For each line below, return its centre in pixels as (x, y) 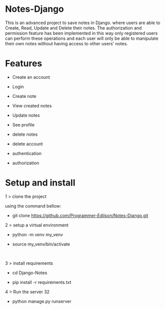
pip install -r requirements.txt (42, 282)
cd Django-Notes (30, 273)
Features (24, 64)
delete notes (25, 134)
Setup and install (40, 183)
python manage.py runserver (42, 301)
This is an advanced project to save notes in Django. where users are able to (83, 23)
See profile (23, 124)
